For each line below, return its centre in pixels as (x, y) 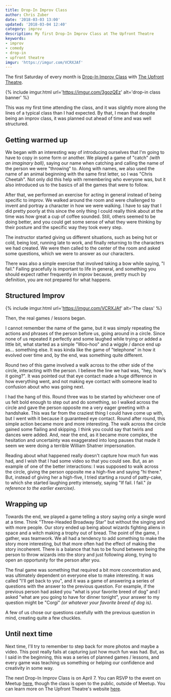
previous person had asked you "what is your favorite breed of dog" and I (83, 592)
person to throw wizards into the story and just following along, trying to (81, 554)
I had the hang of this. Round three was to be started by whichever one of (83, 396)
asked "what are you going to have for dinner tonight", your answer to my (82, 597)
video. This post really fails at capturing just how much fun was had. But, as (85, 651)
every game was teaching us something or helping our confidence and (80, 662)
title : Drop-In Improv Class (36, 10)
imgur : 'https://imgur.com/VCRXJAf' (44, 62)
